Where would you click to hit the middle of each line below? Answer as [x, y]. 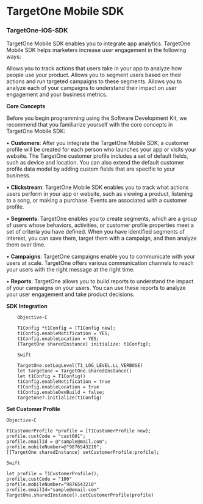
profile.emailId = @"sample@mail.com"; [57, 442]
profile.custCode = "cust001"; [46, 436]
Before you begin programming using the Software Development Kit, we [97, 118]
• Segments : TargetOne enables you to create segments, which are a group [102, 219]
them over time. [26, 245]
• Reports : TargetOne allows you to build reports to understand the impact [100, 281]
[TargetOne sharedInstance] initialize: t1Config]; [84, 344]
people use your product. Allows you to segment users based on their [94, 75]
